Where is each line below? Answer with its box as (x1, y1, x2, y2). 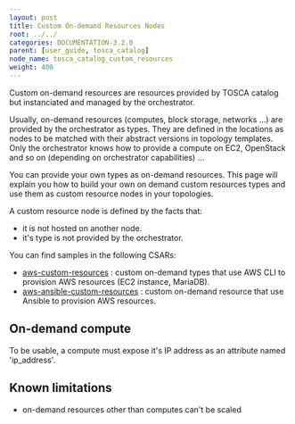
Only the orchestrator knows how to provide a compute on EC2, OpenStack (9, 142, 286, 153)
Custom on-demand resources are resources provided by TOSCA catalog (9, 87, 279, 98)
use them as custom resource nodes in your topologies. (9, 188, 214, 199)
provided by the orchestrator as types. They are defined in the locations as (9, 123, 284, 134)
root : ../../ (9, 29, 58, 38)
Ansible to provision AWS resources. (21, 295, 157, 306)
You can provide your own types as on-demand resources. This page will (9, 169, 278, 179)
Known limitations (9, 380, 112, 395)
